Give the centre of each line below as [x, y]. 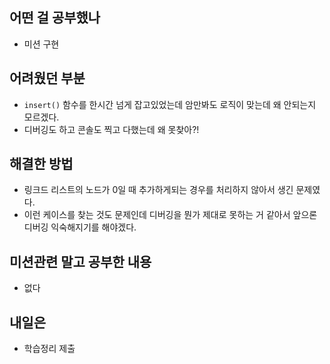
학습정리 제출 [49, 349]
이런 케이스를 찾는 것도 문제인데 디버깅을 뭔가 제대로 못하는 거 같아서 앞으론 [170, 215]
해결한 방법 [41, 164]
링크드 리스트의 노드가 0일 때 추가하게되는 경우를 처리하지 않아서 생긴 [158, 190]
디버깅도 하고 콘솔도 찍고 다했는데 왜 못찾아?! [111, 129]
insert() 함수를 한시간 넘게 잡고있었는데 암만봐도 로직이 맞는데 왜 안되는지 [170, 104]
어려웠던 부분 [47, 78]
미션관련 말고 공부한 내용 [80, 261]
